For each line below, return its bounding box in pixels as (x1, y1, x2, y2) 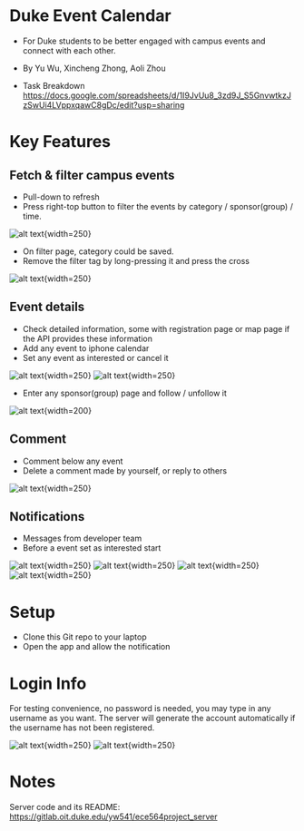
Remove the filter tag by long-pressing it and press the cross (22, 255, 250, 266)
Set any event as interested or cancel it (22, 352, 170, 363)
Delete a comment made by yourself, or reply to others (22, 464, 228, 476)
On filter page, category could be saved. (22, 246, 174, 257)
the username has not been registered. (9, 722, 155, 733)
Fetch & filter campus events (9, 167, 175, 182)
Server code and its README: (9, 802, 121, 813)
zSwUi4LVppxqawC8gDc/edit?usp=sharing (22, 99, 185, 110)
